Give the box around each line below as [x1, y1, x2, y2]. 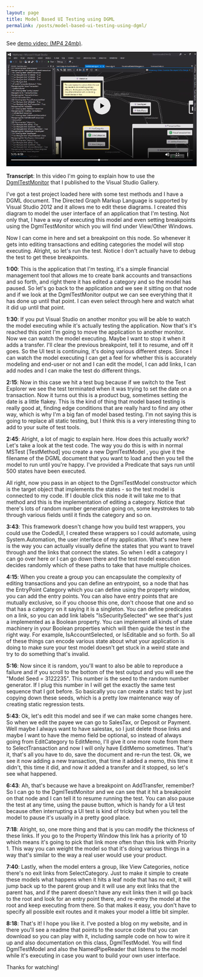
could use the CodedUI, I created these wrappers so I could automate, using [6, 529, 196, 536]
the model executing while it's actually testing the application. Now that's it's [6, 322, 197, 329]
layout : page [6, 10, 39, 16]
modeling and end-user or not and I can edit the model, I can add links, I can [6, 360, 196, 368]
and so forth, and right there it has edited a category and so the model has [6, 278, 192, 285]
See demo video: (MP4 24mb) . [6, 40, 83, 47]
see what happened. [6, 770, 57, 777]
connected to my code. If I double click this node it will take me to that [6, 492, 181, 499]
